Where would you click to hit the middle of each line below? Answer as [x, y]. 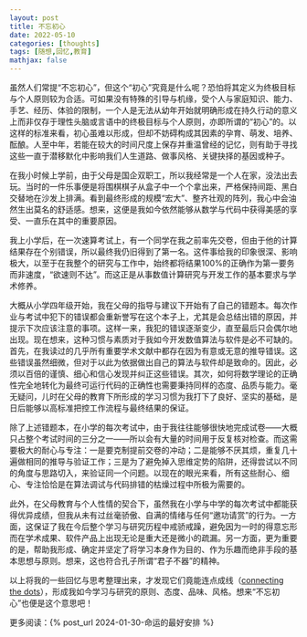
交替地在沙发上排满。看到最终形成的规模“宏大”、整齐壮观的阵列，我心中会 [149, 198]
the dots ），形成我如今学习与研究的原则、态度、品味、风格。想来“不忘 [141, 591]
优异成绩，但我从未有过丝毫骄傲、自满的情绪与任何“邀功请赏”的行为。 [149, 515]
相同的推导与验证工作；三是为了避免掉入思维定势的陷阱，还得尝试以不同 [161, 461]
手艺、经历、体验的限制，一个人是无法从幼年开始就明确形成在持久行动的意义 [153, 110]
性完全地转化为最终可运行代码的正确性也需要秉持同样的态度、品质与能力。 [149, 385]
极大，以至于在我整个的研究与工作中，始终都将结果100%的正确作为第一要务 [152, 263]
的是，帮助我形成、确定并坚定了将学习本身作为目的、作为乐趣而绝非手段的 [149, 549]
